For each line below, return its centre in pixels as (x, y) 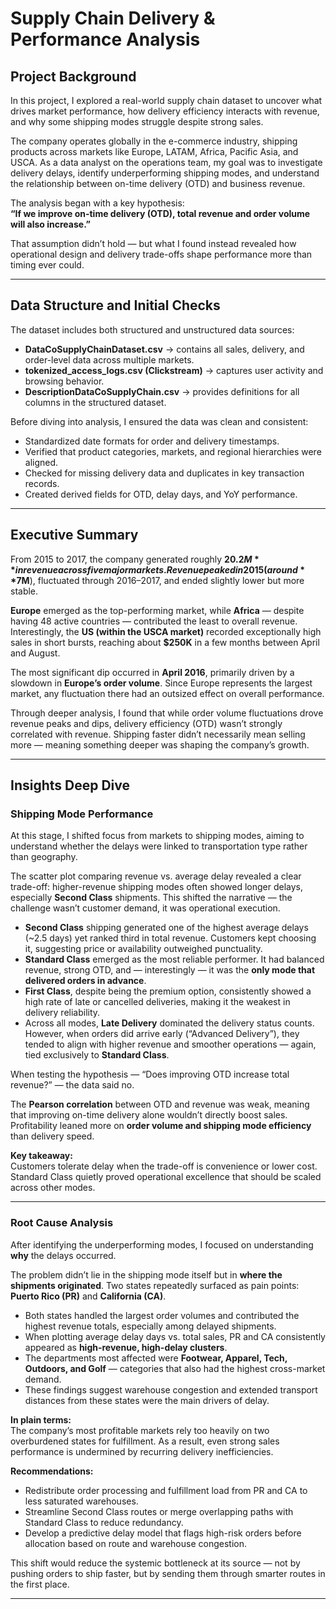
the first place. (40, 1584)
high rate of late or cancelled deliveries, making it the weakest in (157, 1002)
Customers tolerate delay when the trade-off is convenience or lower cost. (164, 1166)
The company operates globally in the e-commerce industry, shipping (154, 141)
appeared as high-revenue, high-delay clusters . (126, 1347)
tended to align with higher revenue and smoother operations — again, (170, 1044)
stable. (24, 591)
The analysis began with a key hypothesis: (97, 203)
